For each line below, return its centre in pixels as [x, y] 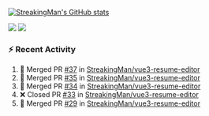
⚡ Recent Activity [42, 49]
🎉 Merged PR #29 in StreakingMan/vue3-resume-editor [110, 103]
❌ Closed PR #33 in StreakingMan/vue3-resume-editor [109, 95]
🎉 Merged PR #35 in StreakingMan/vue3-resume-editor [110, 78]
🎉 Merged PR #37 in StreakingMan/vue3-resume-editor [110, 69]
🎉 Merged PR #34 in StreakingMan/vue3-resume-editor [110, 86]
